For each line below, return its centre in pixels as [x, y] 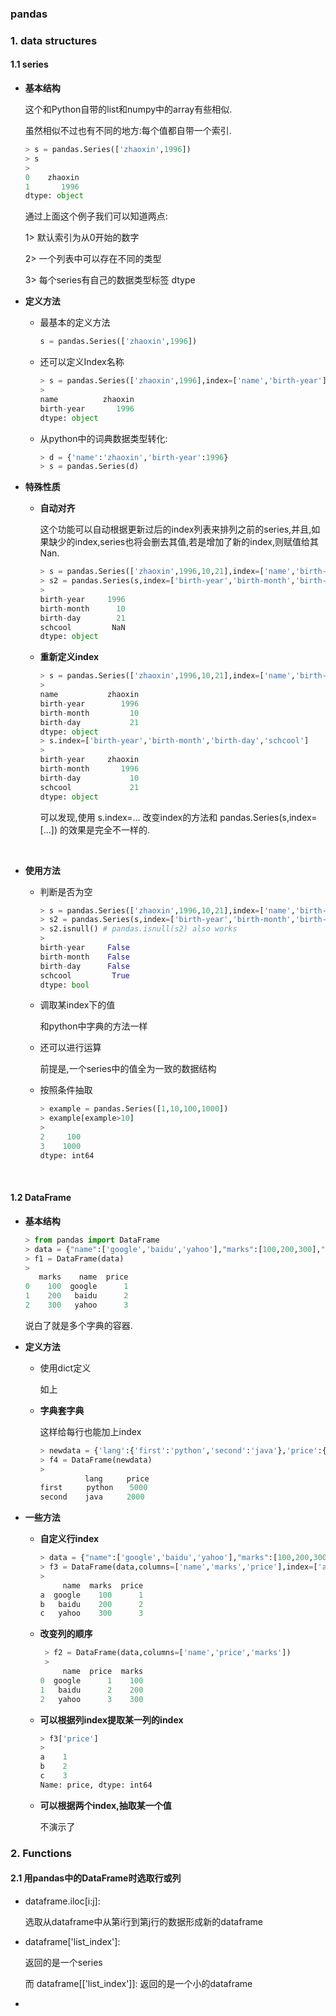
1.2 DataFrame [41, 1198]
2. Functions [41, 1853]
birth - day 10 [89, 778]
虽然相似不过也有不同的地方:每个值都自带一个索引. [128, 131]
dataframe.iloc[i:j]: [62, 1901]
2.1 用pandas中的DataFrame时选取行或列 [96, 1878]
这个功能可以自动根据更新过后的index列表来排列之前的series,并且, [175, 529]
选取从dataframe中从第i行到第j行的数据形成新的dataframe [143, 1921]
